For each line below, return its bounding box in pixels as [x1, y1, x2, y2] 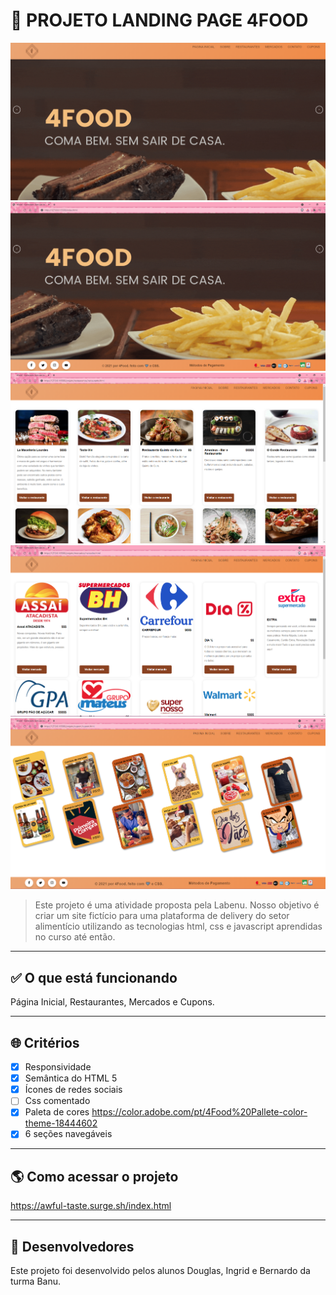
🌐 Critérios [10, 1034, 80, 1051]
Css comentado [24, 1095, 91, 1107]
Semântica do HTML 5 [24, 1072, 118, 1084]
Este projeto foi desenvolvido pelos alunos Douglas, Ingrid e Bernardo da [10, 1265, 311, 1277]
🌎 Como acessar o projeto [10, 1168, 179, 1185]
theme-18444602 [24, 1117, 98, 1129]
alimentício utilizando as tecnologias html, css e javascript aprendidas [34, 920, 323, 933]
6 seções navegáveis [24, 1128, 113, 1140]
